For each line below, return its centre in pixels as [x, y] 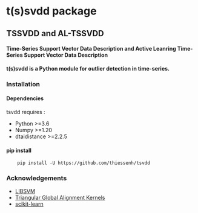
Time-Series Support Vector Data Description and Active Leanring [91, 49]
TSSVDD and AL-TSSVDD [55, 33]
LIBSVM [25, 191]
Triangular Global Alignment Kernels [60, 198]
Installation [23, 84]
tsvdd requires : [26, 112]
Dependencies [25, 98]
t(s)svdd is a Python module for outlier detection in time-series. [88, 68]
